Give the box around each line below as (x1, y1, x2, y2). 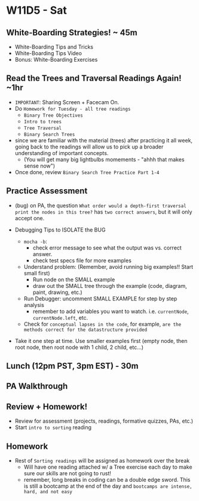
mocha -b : (23, 238, 47, 245)
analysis (23, 301, 45, 308)
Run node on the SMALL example (32, 276, 115, 283)
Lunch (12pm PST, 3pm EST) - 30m (6, 361, 139, 371)
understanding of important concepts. (14, 149, 109, 156)
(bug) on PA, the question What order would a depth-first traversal (14, 202, 186, 209)
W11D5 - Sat (6, 4, 68, 17)
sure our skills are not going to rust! (23, 470, 112, 477)
